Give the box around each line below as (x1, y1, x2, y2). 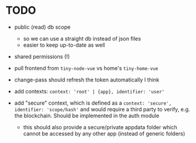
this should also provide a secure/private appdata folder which (23, 123, 177, 130)
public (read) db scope (14, 23, 71, 31)
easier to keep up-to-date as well (23, 41, 105, 48)
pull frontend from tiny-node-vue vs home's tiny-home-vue (14, 64, 159, 72)
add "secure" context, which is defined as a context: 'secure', (14, 99, 172, 107)
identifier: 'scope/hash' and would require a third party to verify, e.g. (14, 105, 191, 112)
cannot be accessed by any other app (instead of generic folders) (23, 130, 186, 137)
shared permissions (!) (14, 53, 70, 60)
